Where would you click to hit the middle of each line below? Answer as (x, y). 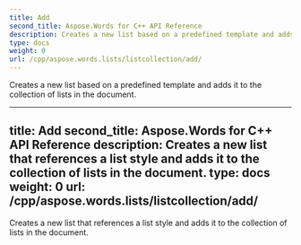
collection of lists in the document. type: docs (140, 173)
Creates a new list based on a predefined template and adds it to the (136, 85)
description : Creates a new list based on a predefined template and (142, 34)
